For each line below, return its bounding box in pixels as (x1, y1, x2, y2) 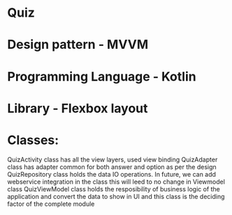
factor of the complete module (7, 200, 95, 208)
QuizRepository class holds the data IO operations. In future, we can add (7, 170, 217, 178)
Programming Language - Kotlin (7, 68, 197, 84)
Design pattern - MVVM (7, 37, 149, 53)
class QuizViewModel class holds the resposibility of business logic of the (7, 184, 220, 193)
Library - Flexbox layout (7, 100, 148, 116)
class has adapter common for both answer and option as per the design (7, 162, 217, 171)
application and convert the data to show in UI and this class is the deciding (7, 192, 225, 200)
